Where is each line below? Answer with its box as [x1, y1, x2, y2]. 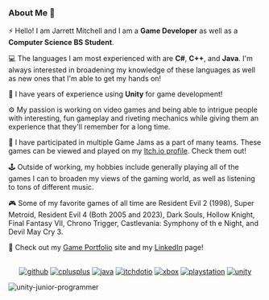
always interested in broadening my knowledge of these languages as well [8, 65, 256, 75]
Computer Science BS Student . [8, 38, 114, 47]
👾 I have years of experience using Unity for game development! [8, 89, 223, 99]
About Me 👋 [8, 7, 56, 18]
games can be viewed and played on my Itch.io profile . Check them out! [8, 146, 247, 156]
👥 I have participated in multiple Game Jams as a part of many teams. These [8, 138, 262, 147]
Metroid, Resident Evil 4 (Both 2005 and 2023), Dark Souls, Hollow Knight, [8, 210, 255, 220]
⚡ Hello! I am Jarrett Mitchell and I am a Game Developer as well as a [8, 26, 238, 35]
